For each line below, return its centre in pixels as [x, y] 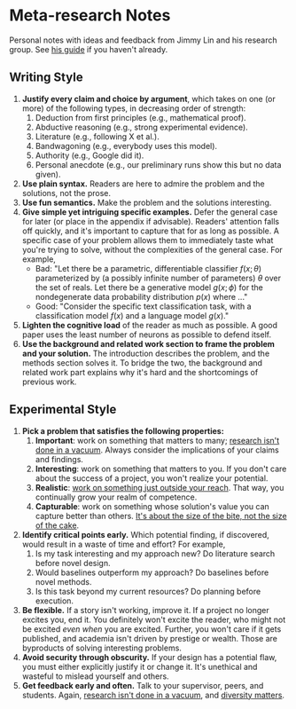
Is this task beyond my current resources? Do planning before [148, 591]
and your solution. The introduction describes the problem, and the [146, 353]
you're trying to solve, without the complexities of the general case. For [152, 249]
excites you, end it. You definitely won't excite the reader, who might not [154, 619]
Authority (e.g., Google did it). [90, 155]
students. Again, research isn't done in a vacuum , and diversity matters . [153, 695]
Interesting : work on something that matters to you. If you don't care [161, 469]
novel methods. [63, 581]
